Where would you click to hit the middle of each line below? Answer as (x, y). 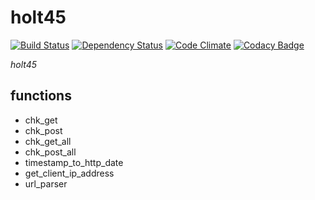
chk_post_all (50, 152)
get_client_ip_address (69, 173)
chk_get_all (48, 141)
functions (41, 96)
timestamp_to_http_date (74, 162)
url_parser (46, 183)
